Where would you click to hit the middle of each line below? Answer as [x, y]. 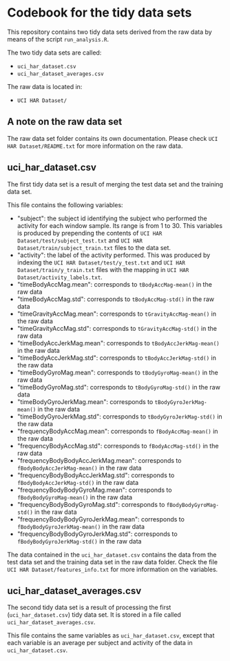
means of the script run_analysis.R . [58, 39]
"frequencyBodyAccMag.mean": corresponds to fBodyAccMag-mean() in [117, 431]
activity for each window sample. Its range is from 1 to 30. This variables [119, 225]
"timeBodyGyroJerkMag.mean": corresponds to [85, 401]
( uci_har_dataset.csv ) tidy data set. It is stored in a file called [94, 615]
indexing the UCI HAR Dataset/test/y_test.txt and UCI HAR [101, 262]
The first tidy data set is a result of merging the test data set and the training [115, 184]
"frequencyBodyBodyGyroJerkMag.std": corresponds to [97, 534]
